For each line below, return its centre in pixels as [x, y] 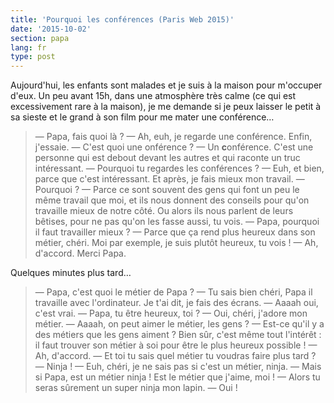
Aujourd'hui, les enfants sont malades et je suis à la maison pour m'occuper [166, 85]
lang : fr [28, 47]
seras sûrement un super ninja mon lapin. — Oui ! [136, 388]
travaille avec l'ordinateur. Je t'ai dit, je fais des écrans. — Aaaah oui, [176, 303]
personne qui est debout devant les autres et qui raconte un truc [167, 158]
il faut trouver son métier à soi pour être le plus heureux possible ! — [176, 345]
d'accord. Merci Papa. [80, 253]
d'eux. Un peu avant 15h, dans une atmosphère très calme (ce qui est [153, 96]
